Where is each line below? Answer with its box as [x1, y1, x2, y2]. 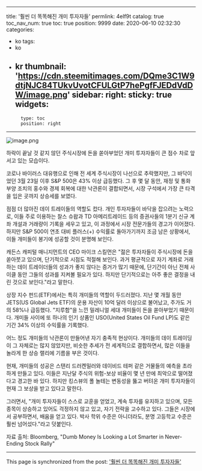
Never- [165, 433, 182, 440]
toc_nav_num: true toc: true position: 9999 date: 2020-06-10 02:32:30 [6, 19, 181, 27]
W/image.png [14, 90, 68, 100]
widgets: [14, 99, 49, 109]
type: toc [20, 115, 45, 121]
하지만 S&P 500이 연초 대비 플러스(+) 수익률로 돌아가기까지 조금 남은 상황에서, [6, 228, 191, 235]
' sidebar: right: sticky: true [67, 90, 173, 100]
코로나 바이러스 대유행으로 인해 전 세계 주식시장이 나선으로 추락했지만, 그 [6, 170, 176, 177]
